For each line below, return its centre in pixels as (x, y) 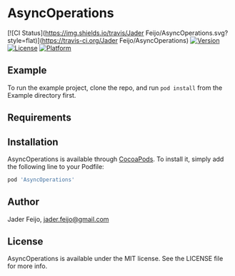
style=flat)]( (25, 40)
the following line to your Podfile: (56, 166)
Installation (33, 142)
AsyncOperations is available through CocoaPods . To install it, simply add (116, 159)
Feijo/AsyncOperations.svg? (187, 33)
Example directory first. (42, 95)
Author (23, 202)
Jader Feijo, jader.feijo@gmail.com (58, 219)
